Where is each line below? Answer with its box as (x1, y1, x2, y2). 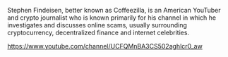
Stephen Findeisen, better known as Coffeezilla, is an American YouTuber (7, 6, 221, 14)
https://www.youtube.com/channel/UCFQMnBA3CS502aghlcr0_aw (7, 42, 203, 50)
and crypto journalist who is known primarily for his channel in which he (7, 13, 217, 22)
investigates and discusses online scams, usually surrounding (7, 21, 187, 29)
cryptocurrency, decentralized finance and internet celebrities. (7, 28, 189, 37)
